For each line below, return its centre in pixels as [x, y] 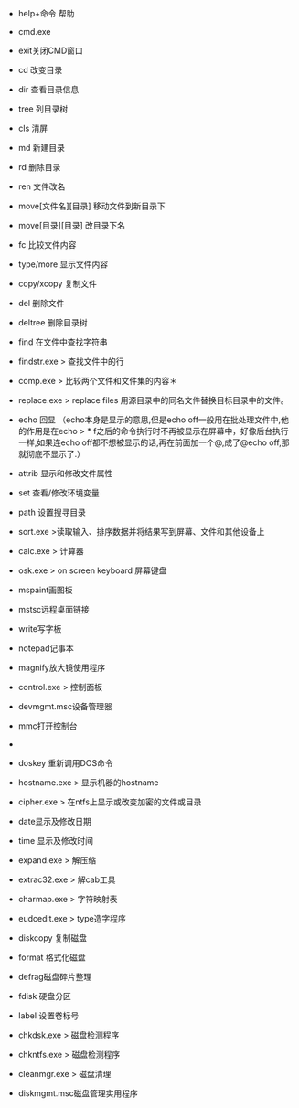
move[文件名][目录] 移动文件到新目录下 [92, 206]
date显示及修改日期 [54, 821]
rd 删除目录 [39, 167]
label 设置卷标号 [48, 1016]
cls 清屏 [33, 128]
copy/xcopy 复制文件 [58, 283]
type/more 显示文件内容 [63, 264]
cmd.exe [35, 32]
